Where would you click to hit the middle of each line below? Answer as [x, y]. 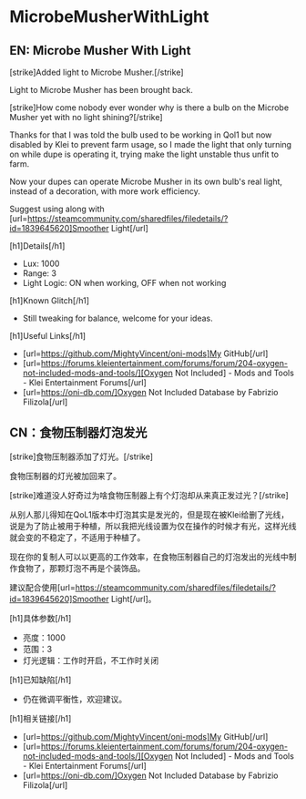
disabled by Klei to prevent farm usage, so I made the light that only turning [151, 144]
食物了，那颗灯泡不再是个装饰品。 [81, 568]
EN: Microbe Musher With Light [100, 51]
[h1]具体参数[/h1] [41, 618]
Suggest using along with [57, 209]
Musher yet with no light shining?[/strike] [86, 117]
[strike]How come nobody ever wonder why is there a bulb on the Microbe [149, 108]
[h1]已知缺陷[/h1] [41, 680]
